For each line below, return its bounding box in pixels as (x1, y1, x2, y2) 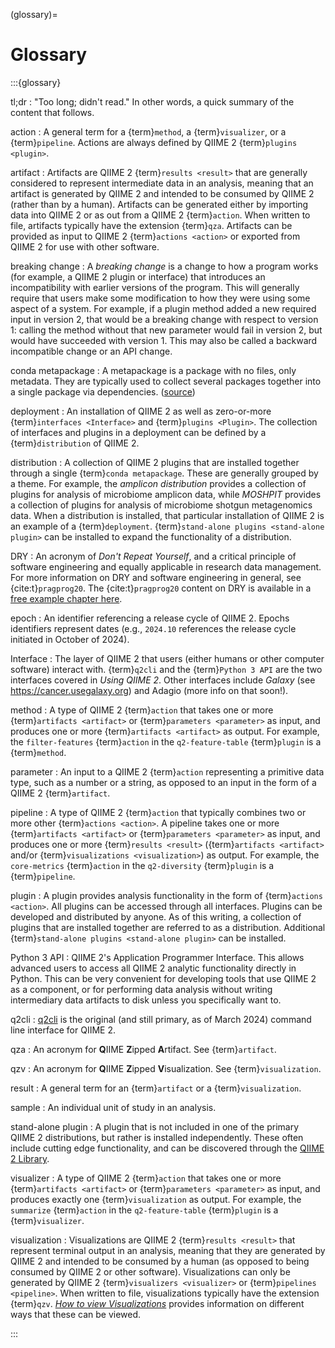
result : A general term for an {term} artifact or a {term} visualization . (10, 1082, 302, 1094)
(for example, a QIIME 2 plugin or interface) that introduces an (10, 270, 266, 283)
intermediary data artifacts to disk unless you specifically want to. (10, 994, 282, 1006)
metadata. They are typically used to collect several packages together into (10, 375, 322, 387)
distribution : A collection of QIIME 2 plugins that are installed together (10, 456, 300, 468)
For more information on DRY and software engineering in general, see (10, 571, 302, 583)
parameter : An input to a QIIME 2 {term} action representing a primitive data (10, 765, 325, 778)
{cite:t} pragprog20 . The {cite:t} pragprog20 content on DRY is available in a (10, 582, 312, 594)
